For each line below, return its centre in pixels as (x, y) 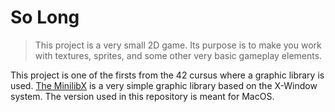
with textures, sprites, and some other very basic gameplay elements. (178, 55)
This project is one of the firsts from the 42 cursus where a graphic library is (167, 75)
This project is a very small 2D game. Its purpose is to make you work (178, 45)
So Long (45, 17)
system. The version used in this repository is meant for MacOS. (142, 96)
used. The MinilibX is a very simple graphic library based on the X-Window (164, 85)
